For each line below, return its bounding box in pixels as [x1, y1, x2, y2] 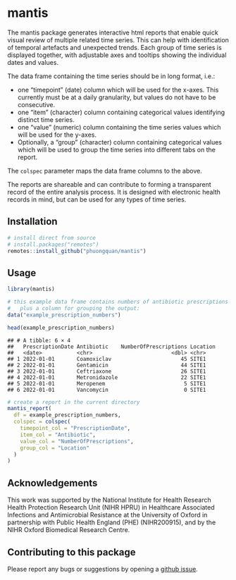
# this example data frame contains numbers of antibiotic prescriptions [7, 298, 229, 306]
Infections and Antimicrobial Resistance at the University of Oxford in [7, 511, 208, 519]
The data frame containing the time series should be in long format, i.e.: [7, 72, 216, 80]
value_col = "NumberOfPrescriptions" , [20, 438, 134, 445]
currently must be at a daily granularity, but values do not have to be [17, 93, 216, 101]
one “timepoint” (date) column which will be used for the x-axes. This [17, 85, 219, 94]
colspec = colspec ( [13, 418, 71, 426]
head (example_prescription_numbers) [7, 324, 115, 331]
